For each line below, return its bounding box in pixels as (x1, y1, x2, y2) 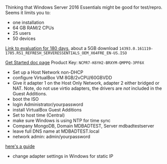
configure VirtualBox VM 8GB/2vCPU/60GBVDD (12, 75, 112, 80)
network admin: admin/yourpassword (12, 134, 91, 139)
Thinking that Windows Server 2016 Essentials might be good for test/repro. (5, 5, 162, 10)
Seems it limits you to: (5, 10, 51, 16)
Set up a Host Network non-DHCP (12, 69, 84, 75)
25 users (12, 30, 31, 36)
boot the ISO (12, 96, 39, 102)
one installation (12, 20, 44, 25)
